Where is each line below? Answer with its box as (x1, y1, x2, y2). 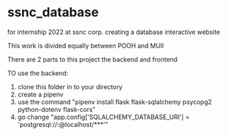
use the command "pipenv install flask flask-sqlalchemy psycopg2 (17, 97, 212, 106)
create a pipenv (17, 90, 64, 98)
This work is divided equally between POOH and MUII (7, 41, 165, 50)
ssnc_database (7, 4, 99, 21)
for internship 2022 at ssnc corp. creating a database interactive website (7, 28, 221, 36)
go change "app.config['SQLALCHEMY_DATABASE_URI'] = (17, 113, 190, 121)
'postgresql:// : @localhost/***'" (17, 120, 109, 128)
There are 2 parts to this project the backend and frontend (7, 55, 178, 64)
